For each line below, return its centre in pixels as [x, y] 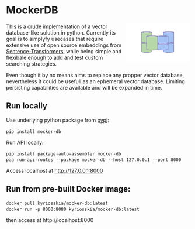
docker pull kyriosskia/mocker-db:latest [57, 203]
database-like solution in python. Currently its [61, 32]
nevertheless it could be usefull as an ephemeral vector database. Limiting [95, 81]
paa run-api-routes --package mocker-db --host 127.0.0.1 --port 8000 [94, 160]
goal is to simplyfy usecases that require [55, 39]
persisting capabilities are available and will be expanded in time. [84, 87]
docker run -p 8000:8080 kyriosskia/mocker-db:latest [73, 209]
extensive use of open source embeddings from [64, 45]
